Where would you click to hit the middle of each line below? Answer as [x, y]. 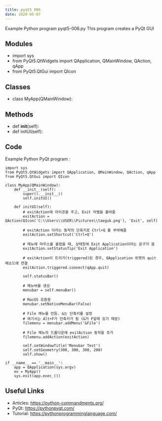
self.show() [35, 354]
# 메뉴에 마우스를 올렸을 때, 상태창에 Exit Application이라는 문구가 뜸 [89, 244]
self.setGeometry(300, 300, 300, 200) [63, 350]
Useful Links [25, 391]
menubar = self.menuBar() [50, 290]
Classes [18, 87]
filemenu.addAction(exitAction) [56, 337]
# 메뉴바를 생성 [37, 286]
